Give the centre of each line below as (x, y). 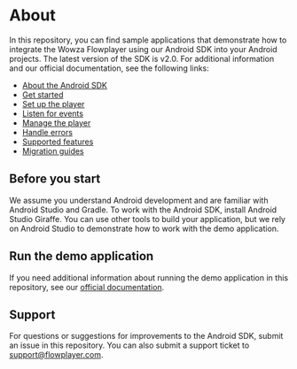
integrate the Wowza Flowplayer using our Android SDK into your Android (143, 49)
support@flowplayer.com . (56, 355)
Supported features (58, 142)
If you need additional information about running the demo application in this (149, 277)
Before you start (55, 179)
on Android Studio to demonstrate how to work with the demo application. (144, 228)
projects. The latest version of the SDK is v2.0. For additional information (142, 58)
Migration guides (53, 150)
